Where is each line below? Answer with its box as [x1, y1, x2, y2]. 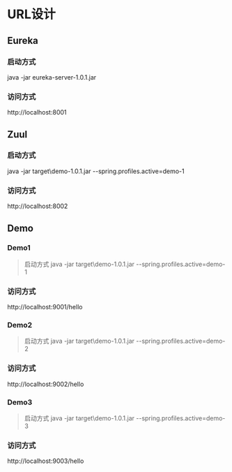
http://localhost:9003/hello [7, 457, 84, 465]
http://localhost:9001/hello [7, 303, 83, 311]
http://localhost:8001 [7, 108, 68, 117]
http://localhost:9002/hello [7, 380, 84, 388]
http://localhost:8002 [7, 202, 68, 210]
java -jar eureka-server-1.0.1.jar [7, 73, 97, 81]
